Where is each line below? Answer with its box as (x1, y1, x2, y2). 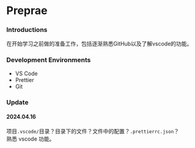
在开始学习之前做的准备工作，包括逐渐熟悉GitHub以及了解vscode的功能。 (6, 40, 193, 48)
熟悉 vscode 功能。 (6, 135, 55, 142)
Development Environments (6, 56, 91, 64)
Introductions (6, 26, 48, 34)
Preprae (6, 4, 48, 18)
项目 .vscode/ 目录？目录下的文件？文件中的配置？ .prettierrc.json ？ (6, 127, 179, 135)
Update (6, 98, 29, 106)
